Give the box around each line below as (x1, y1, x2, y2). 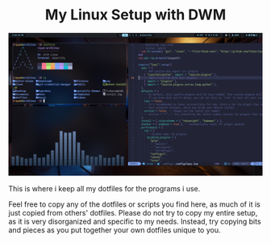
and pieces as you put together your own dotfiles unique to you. (8, 225, 221, 235)
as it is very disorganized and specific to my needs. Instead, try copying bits (8, 216, 261, 227)
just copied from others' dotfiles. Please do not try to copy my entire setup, (8, 208, 258, 218)
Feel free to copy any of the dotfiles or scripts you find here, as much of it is (8, 199, 261, 209)
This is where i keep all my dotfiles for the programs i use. (8, 184, 201, 194)
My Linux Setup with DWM (44, 6, 227, 24)
